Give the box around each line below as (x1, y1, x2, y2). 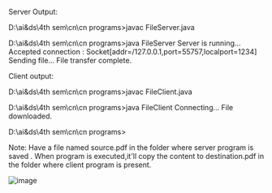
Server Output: (8, 7, 58, 16)
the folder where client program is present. (8, 160, 152, 169)
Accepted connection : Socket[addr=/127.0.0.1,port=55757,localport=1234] (8, 47, 257, 56)
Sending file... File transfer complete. (8, 56, 132, 65)
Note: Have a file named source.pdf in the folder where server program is (8, 143, 254, 152)
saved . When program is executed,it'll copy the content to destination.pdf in (8, 152, 265, 161)
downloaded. (8, 111, 53, 121)
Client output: (8, 71, 54, 80)
